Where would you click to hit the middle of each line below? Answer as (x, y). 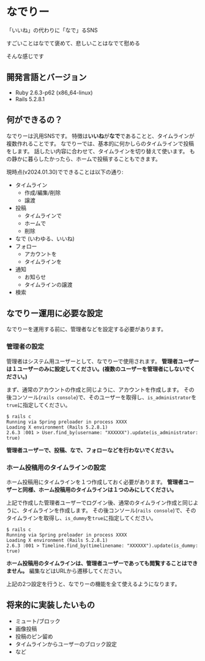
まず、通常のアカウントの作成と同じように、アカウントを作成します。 (94, 389)
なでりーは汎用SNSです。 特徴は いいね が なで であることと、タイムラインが (100, 136)
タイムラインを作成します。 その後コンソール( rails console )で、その (109, 510)
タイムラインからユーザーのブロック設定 (66, 644)
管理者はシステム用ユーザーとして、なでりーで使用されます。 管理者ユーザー (103, 361)
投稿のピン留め (34, 636)
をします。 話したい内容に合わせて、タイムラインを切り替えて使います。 (97, 151)
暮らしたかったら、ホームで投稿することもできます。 (94, 159)
